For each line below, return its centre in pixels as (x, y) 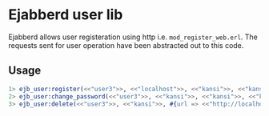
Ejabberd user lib (66, 15)
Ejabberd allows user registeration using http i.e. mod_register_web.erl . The (133, 37)
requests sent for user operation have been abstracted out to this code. (126, 45)
